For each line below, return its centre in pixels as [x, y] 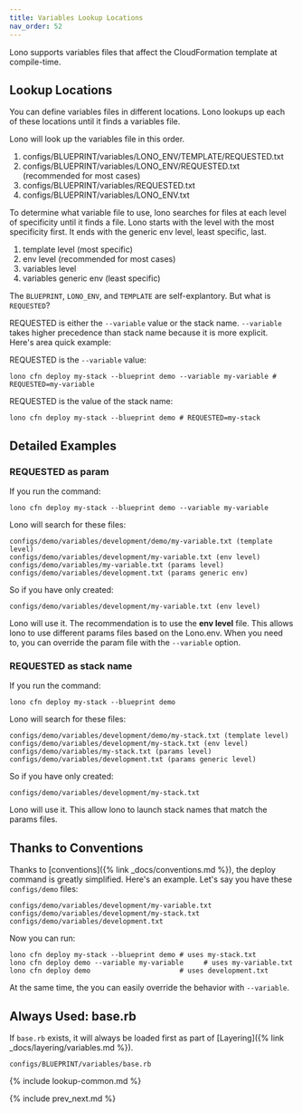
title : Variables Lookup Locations [76, 18]
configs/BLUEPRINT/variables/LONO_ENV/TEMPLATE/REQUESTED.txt [153, 157]
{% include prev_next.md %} [62, 1098]
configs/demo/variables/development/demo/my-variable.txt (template [141, 541]
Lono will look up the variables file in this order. [97, 139]
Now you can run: [42, 938]
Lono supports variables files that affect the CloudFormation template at [143, 52]
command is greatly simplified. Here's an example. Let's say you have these [151, 879]
